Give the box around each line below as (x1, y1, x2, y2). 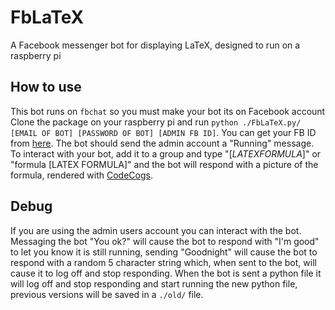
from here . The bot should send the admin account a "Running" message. (10, 137, 315, 149)
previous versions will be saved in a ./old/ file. (10, 288, 204, 300)
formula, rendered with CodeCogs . (10, 169, 153, 181)
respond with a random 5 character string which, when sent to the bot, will (10, 256, 317, 268)
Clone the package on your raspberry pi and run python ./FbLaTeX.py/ (10, 116, 302, 128)
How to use (10, 79, 82, 96)
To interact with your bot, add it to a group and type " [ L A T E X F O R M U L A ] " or (10, 147, 322, 160)
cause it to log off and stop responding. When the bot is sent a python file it (10, 267, 322, 279)
